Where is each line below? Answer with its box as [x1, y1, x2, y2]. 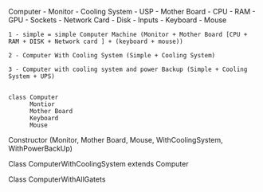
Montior [29, 100, 56, 108]
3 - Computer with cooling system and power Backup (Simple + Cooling [8, 65, 248, 73]
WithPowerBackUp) [8, 143, 73, 153]
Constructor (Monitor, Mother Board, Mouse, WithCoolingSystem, [8, 135, 223, 144]
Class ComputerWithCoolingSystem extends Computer [8, 159, 189, 168]
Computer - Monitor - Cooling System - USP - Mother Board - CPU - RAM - [8, 7, 257, 16]
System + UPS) [8, 72, 56, 80]
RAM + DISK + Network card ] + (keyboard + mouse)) [8, 37, 183, 45]
